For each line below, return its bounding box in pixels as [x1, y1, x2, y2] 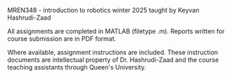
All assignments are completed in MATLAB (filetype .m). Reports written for [7, 27, 225, 35]
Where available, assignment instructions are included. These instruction [7, 48, 219, 56]
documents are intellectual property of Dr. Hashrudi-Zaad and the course [7, 56, 219, 64]
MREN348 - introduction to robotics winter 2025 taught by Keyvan [7, 6, 200, 14]
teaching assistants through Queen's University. [7, 63, 146, 71]
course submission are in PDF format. [7, 34, 117, 43]
